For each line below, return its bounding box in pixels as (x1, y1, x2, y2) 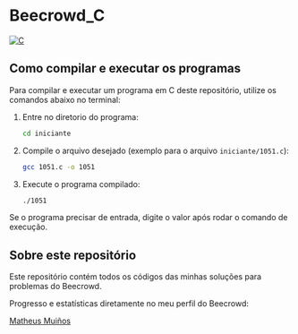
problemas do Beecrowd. (9, 281, 102, 292)
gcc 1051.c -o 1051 (21, 162, 96, 171)
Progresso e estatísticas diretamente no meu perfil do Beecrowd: (9, 298, 249, 309)
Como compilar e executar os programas (9, 61, 242, 76)
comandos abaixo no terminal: (9, 94, 121, 105)
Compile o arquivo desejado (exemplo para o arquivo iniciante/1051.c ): (21, 145, 289, 156)
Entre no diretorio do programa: (21, 111, 139, 122)
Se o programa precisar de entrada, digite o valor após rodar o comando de (9, 212, 288, 223)
